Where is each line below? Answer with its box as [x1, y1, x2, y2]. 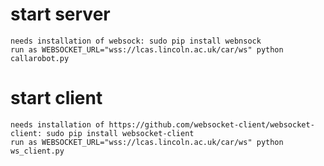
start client [10, 87, 103, 110]
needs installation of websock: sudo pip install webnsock [10, 36, 262, 46]
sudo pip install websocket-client [46, 128, 195, 138]
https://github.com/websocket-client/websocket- [108, 119, 315, 130]
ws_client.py [10, 146, 65, 156]
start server [10, 3, 111, 26]
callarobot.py [10, 53, 70, 63]
